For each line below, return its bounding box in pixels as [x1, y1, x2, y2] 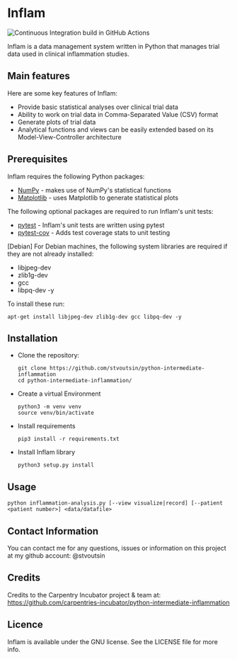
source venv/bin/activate [17, 409, 94, 417]
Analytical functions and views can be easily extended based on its [17, 125, 214, 134]
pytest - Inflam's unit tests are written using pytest [17, 221, 165, 229]
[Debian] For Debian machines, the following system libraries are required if [7, 242, 228, 251]
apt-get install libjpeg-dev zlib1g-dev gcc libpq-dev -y [7, 313, 182, 320]
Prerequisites [7, 154, 68, 166]
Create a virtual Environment [17, 389, 101, 398]
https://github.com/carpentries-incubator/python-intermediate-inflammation [7, 598, 230, 607]
